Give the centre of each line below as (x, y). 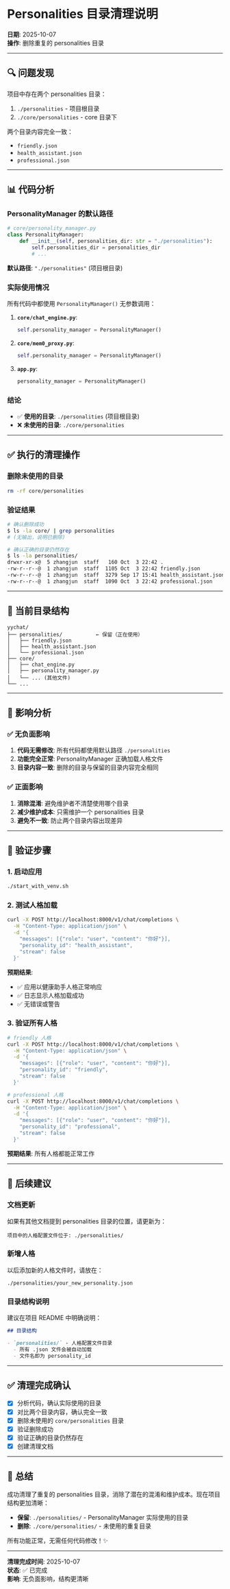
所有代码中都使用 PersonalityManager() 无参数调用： (81, 304)
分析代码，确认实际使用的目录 (59, 1403)
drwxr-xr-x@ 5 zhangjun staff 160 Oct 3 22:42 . (86, 562)
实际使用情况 (28, 287)
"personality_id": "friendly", (64, 1070)
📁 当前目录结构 (38, 611)
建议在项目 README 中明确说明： (54, 1318)
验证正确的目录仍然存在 (50, 1437)
